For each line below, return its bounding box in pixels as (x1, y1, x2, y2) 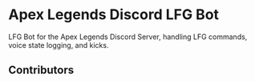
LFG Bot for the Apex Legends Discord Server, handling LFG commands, (8, 32, 248, 41)
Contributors (8, 64, 75, 77)
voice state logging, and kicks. (8, 40, 109, 49)
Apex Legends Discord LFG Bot (8, 6, 219, 24)
